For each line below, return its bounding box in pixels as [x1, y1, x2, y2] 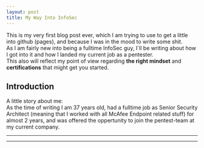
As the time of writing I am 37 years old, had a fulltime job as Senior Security [6, 104, 198, 111]
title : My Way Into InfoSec [6, 15, 78, 21]
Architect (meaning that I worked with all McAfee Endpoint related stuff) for [6, 110, 194, 118]
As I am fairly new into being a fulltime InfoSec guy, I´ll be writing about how [6, 44, 196, 52]
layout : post [6, 9, 39, 15]
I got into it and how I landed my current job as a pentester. [6, 51, 154, 58]
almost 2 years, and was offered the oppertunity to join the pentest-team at [6, 117, 195, 124]
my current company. [6, 123, 60, 131]
